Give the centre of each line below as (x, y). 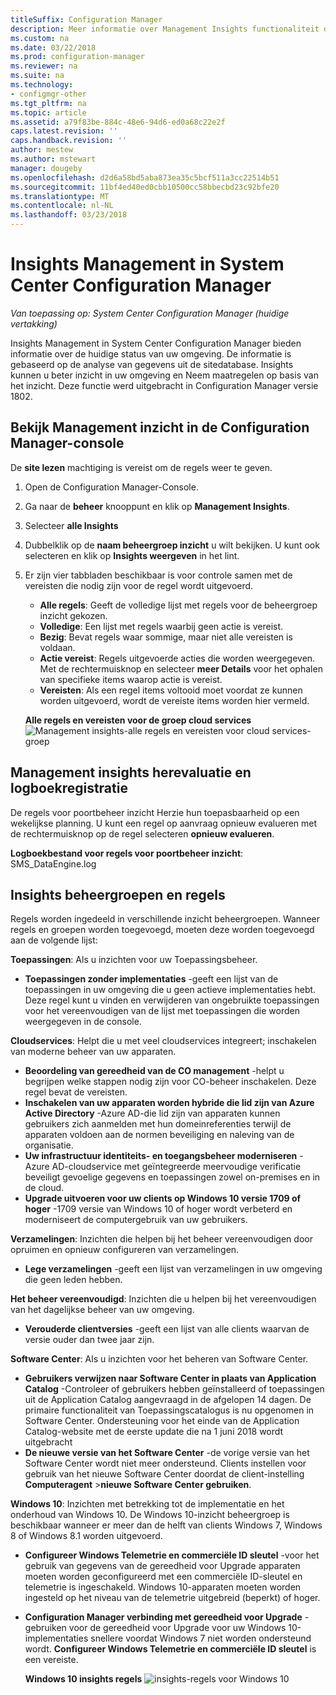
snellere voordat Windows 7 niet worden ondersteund (201, 1638)
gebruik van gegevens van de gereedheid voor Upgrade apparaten (162, 1566)
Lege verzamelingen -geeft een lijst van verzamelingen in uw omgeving (173, 1269)
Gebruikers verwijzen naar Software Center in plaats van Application (170, 1378)
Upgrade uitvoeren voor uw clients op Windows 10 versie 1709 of (163, 1198)
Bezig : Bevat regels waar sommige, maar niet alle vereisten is (166, 637)
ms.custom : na (40, 38)
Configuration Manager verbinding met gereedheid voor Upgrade (163, 1617)
